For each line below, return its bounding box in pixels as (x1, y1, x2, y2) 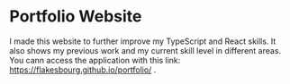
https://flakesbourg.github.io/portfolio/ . (9, 64, 157, 75)
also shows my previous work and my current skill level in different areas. (9, 45, 282, 55)
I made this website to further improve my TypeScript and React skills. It (9, 36, 276, 46)
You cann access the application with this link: (9, 55, 181, 65)
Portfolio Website (9, 6, 142, 27)
